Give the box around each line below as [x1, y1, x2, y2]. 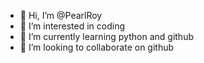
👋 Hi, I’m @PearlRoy [19, 10, 103, 21]
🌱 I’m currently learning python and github [19, 31, 194, 42]
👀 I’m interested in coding [19, 20, 126, 32]
